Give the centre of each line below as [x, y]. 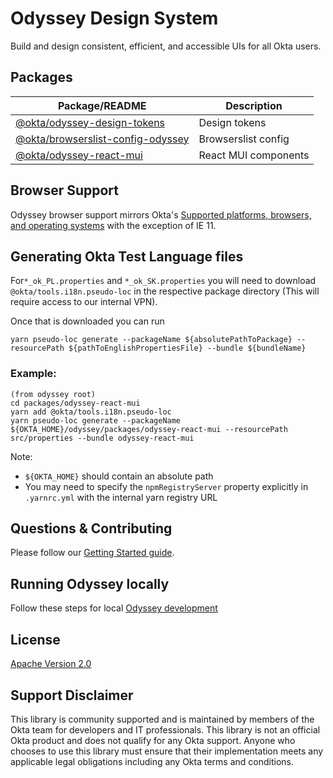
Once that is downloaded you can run [87, 321]
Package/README [102, 105]
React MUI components [254, 155]
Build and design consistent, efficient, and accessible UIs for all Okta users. [166, 46]
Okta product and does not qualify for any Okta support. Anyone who [153, 740]
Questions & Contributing [91, 528]
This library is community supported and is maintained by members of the [162, 719]
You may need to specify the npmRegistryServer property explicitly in [166, 486]
